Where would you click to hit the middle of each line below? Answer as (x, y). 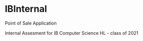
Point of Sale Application (31, 23)
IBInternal (26, 9)
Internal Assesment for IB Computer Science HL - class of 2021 (72, 33)
